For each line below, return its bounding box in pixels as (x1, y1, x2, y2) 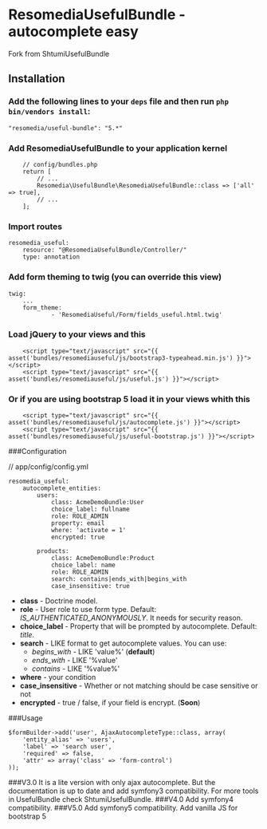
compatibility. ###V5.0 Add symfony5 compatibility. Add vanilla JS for (8, 803, 238, 813)
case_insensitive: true (50, 582, 130, 590)
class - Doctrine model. (19, 596, 98, 606)
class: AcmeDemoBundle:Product (50, 555, 155, 563)
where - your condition (19, 673, 96, 682)
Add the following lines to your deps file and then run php (8, 96, 230, 107)
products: (37, 547, 69, 555)
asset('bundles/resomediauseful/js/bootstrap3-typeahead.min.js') (8, 353, 234, 362)
